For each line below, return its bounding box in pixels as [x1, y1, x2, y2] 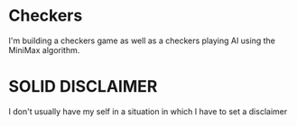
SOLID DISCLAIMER [8, 76, 158, 97]
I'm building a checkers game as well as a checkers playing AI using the [8, 35, 276, 46]
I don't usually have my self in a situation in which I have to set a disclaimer [8, 105, 288, 117]
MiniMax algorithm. [8, 44, 80, 55]
